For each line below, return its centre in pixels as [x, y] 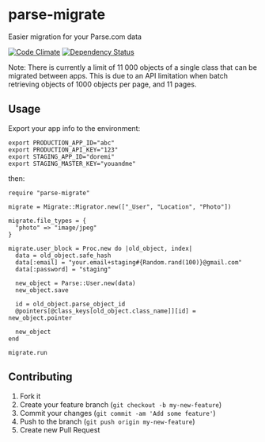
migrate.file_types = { [47, 221]
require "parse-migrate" [49, 193]
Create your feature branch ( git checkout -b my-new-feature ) [121, 404]
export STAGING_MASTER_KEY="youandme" [72, 163]
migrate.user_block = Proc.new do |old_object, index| [100, 248]
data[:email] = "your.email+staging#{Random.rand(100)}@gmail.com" [129, 262]
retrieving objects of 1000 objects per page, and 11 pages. [102, 84]
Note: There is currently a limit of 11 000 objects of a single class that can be [132, 67]
